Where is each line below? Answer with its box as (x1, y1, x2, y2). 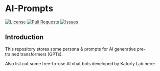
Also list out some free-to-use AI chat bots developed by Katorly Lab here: (5, 60, 155, 66)
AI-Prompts (5, 3, 53, 14)
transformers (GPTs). (20, 51, 63, 57)
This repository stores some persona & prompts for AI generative (5, 46, 136, 52)
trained (5, 51, 20, 57)
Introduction (5, 33, 44, 41)
